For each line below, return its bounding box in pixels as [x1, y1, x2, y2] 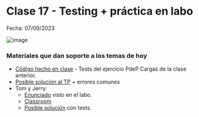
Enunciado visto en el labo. [24, 91, 93, 99]
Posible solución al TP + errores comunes [15, 78, 120, 86]
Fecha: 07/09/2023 [6, 24, 55, 32]
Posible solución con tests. [24, 104, 92, 112]
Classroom [24, 97, 52, 105]
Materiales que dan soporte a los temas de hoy [6, 51, 147, 60]
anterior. [15, 72, 37, 79]
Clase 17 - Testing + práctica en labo [6, 4, 194, 18]
